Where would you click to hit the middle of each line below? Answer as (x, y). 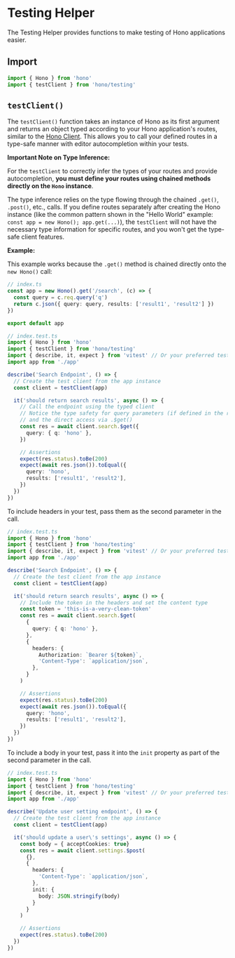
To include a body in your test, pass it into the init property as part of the (114, 752)
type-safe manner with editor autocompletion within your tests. (98, 144)
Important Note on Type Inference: (59, 158)
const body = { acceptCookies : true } (75, 844)
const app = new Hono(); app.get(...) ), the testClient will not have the (112, 222)
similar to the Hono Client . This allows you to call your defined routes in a (113, 137)
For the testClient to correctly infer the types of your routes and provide (113, 171)
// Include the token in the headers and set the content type (114, 603)
